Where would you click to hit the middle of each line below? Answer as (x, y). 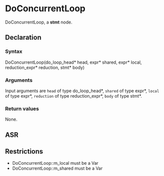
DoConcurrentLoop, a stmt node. (39, 22)
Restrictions (24, 151)
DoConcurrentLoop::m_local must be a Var (55, 163)
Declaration (23, 38)
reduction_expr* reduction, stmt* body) (45, 67)
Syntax (14, 51)
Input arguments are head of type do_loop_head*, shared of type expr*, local (82, 91)
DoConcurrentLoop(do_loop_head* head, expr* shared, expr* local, (73, 62)
